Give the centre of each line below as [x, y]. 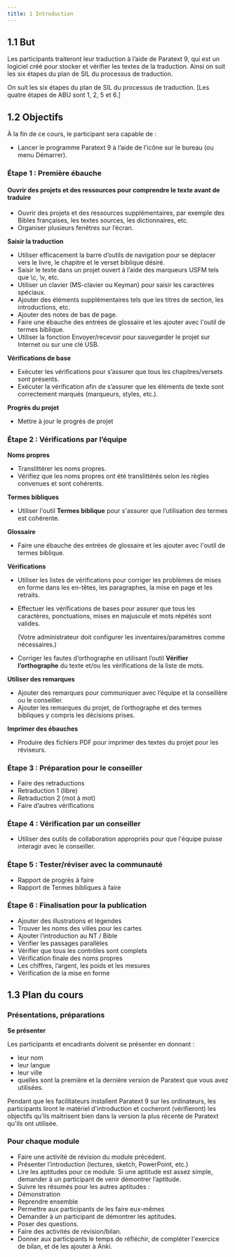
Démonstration [39, 1194]
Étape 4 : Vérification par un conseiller [74, 823]
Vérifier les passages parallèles [63, 943]
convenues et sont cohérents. [60, 483]
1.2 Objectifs [35, 117]
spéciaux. [32, 293]
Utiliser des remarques [41, 679]
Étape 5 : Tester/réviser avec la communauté [85, 865]
